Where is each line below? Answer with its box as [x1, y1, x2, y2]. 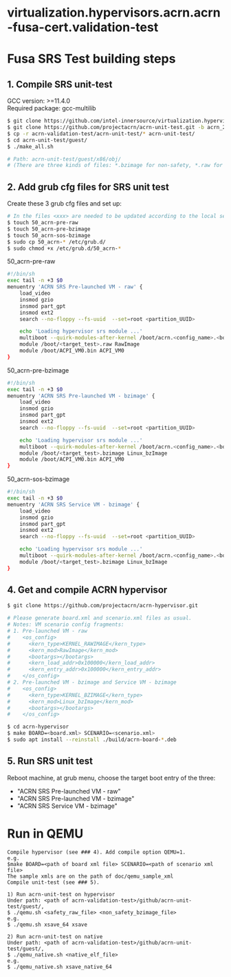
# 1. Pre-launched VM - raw [7, 628, 88, 635]
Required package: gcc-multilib [7, 104, 96, 112]
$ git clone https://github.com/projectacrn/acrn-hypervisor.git [7, 602, 198, 609]
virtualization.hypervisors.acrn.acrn [7, 5, 221, 21]
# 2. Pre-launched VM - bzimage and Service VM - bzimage [7, 679, 177, 686]
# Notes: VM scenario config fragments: [7, 621, 125, 629]
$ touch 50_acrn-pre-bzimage [7, 226, 91, 233]
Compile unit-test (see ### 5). [7, 878, 100, 886]
